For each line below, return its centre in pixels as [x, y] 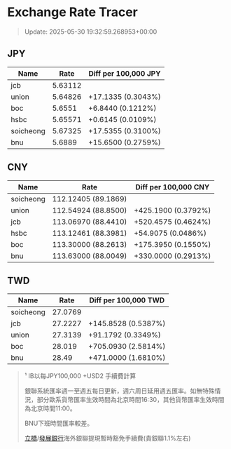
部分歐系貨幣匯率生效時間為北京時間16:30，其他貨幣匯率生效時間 [131, 400]
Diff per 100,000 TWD [127, 300]
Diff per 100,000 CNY [173, 187]
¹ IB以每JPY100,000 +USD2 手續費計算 [80, 376]
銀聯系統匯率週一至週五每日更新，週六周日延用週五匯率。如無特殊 [119, 391]
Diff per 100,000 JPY [125, 73]
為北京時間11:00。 [50, 408]
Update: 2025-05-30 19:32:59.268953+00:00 [91, 32]
